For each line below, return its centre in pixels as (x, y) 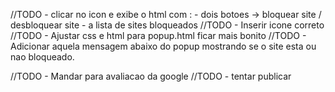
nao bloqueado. (42, 57)
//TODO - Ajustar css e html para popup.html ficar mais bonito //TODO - (158, 35)
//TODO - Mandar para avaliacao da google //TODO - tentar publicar (151, 76)
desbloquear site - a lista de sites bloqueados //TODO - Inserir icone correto (167, 25)
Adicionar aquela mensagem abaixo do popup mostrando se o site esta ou (163, 46)
